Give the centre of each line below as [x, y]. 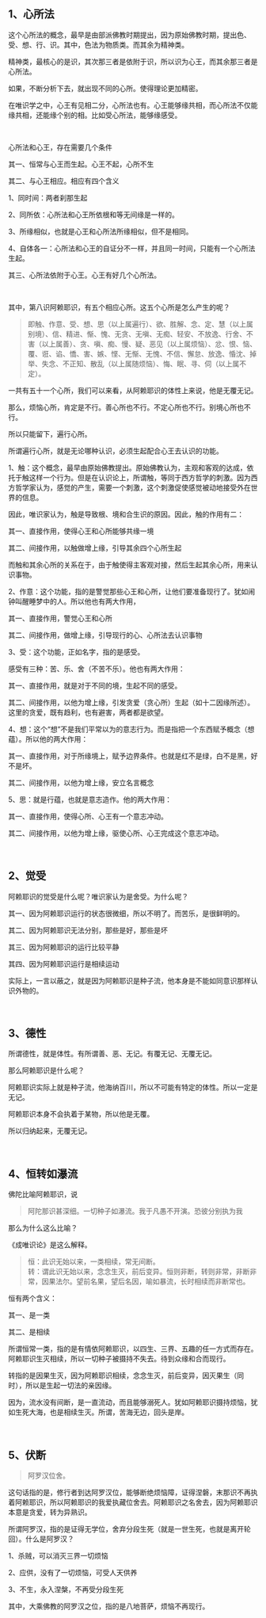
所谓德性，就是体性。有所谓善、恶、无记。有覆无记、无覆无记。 [112, 1054]
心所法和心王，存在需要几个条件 [60, 147]
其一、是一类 [29, 1315]
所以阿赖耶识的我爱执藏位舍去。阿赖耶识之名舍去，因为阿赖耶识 [154, 1502]
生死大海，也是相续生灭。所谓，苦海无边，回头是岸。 [101, 1412]
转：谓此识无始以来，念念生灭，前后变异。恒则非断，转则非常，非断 [139, 1272]
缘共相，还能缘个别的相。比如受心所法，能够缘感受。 [95, 115]
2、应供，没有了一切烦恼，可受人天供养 [73, 1573]
